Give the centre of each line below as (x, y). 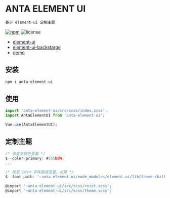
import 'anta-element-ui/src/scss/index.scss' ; (56, 111)
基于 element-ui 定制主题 (30, 22)
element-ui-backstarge (37, 47)
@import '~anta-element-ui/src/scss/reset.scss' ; (59, 186)
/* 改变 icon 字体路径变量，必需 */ (40, 172)
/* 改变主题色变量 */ (25, 153)
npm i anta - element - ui (29, 82)
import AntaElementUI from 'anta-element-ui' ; (55, 115)
